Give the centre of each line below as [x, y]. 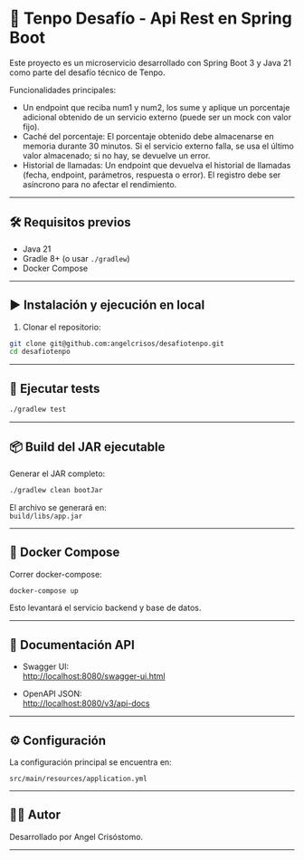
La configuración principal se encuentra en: [90, 762]
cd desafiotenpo [40, 352]
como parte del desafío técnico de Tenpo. [87, 72]
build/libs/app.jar [46, 516]
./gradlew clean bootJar [56, 490]
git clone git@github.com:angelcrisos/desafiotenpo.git [117, 343]
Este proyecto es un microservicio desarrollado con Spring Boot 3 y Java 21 [151, 62]
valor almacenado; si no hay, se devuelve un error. [116, 155]
